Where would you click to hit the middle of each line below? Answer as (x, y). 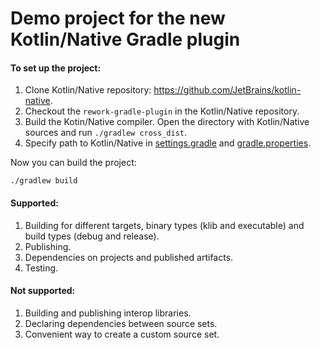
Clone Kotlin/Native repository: (88, 90)
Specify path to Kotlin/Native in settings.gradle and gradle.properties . (168, 143)
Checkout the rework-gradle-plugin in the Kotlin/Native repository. (162, 111)
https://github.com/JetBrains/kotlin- (227, 90)
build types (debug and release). (92, 236)
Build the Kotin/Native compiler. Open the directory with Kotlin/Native (167, 122)
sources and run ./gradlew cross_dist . (106, 133)
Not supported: (43, 291)
